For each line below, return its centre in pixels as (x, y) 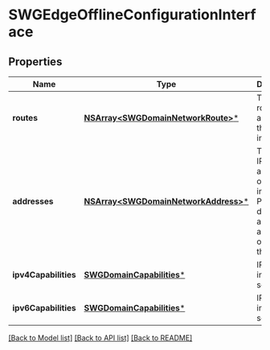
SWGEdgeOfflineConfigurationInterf (132, 15)
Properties (35, 62)
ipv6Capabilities (44, 308)
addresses (33, 201)
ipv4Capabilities (44, 275)
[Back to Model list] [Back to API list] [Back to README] (100, 338)
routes (25, 118)
